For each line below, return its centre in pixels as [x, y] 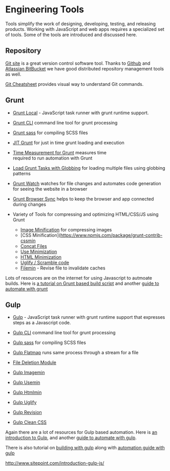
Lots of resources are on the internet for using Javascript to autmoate [79, 278]
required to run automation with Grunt [52, 158]
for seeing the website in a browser [50, 189]
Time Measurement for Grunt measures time [59, 152]
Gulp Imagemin [29, 373]
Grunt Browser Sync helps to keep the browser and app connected [83, 198]
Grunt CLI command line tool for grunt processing [65, 122]
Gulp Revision [27, 412]
